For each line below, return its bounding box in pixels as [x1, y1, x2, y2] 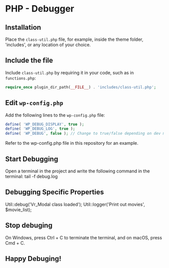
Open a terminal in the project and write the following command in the [5, 168, 150, 174]
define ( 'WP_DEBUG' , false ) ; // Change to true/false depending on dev [5, 131, 161, 136]
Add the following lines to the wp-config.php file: [5, 112, 105, 118]
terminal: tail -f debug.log [5, 173, 58, 179]
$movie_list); [5, 207, 32, 213]
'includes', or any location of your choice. [5, 42, 91, 48]
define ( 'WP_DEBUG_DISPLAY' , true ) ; [5, 122, 84, 127]
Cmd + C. [5, 240, 25, 246]
